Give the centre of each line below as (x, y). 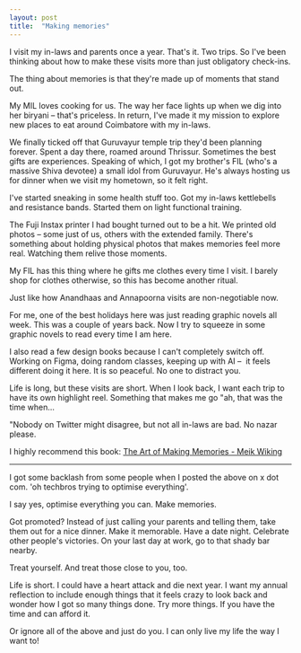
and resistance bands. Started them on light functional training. (125, 207)
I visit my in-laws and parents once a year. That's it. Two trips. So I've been (148, 51)
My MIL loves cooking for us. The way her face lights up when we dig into (146, 105)
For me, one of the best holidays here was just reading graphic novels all (143, 314)
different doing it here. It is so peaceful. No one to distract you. (125, 370)
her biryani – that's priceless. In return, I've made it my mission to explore (145, 115)
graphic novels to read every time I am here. (90, 334)
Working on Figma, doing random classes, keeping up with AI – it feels (140, 361)
